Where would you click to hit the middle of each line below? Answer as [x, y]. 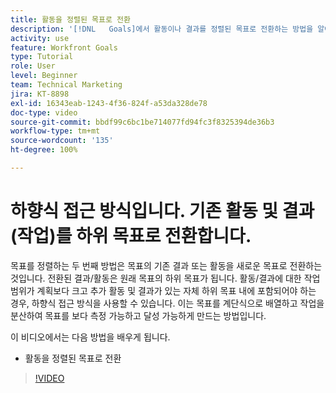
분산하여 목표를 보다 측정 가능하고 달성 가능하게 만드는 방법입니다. [138, 315]
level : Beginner [44, 76]
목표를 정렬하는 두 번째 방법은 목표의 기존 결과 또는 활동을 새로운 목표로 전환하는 [166, 265]
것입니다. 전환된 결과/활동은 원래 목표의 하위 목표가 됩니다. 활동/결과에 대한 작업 [165, 278]
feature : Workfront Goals [64, 47]
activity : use [40, 38]
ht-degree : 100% [44, 150]
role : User [33, 66]
